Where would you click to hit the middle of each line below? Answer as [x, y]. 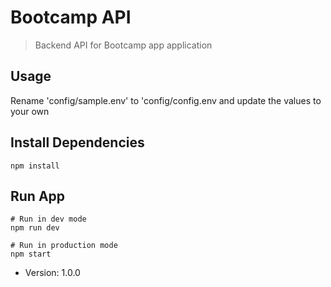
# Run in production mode [64, 246]
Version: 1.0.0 [52, 273]
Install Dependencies [77, 142]
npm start [31, 254]
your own [30, 111]
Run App [38, 196]
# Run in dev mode [48, 219]
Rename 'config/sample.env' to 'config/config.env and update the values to [166, 100]
